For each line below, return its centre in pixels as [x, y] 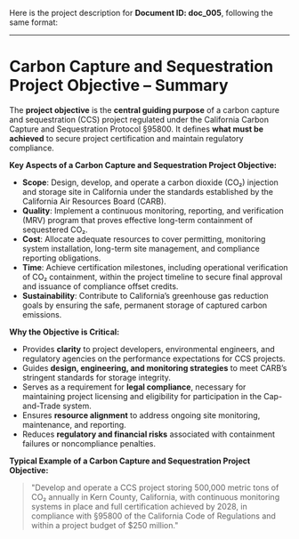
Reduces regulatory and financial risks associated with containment [149, 434]
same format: [34, 22]
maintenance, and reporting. [74, 424]
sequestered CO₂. [55, 229]
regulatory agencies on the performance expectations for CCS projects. [154, 358]
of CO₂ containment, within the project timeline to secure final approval [152, 277]
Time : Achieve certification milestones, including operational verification [155, 267]
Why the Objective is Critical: [65, 332]
